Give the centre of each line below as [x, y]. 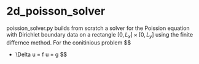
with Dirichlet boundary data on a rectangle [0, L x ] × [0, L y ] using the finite [100, 35]
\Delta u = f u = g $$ [41, 54]
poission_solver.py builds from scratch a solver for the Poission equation [98, 28]
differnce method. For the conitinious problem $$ [68, 42]
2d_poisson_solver [56, 11]
